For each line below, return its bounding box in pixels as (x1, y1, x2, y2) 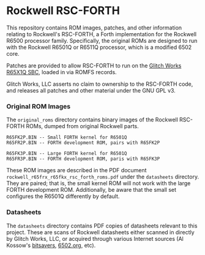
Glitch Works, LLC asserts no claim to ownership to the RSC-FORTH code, (6, 80, 193, 88)
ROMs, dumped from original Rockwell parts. (26, 123, 139, 130)
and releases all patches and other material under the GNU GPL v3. (6, 86, 176, 94)
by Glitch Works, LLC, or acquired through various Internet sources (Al (6, 235, 184, 242)
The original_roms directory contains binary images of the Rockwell (6, 116, 179, 123)
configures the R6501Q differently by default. (6, 192, 120, 200)
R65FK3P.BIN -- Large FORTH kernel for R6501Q (6, 151, 127, 157)
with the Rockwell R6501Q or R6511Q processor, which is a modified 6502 (6, 44, 192, 51)
